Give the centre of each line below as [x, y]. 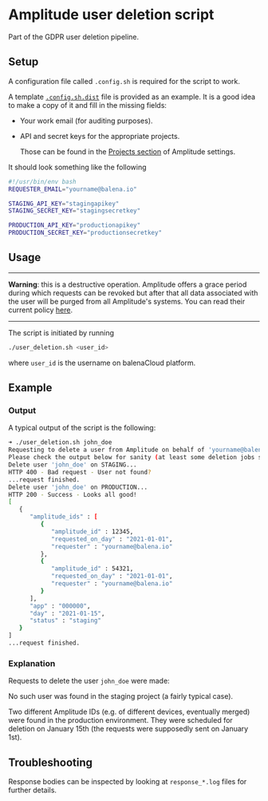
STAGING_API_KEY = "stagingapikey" [64, 204]
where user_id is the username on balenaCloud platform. [102, 363]
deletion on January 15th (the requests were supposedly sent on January [128, 729]
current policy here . [41, 310]
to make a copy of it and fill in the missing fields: [88, 105]
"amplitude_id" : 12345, [92, 531]
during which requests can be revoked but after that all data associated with [133, 292]
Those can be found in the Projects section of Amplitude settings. [128, 151]
